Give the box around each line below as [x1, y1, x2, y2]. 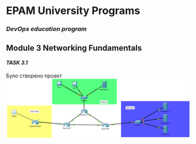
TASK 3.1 [6, 59, 28, 66]
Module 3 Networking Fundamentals [6, 43, 142, 53]
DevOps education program [6, 25, 87, 33]
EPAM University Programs [6, 4, 140, 17]
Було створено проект [6, 72, 63, 79]
